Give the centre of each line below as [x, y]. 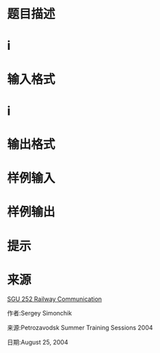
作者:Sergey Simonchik [40, 313]
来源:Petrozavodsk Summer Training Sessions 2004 [80, 328]
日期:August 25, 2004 [38, 342]
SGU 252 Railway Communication [55, 299]
